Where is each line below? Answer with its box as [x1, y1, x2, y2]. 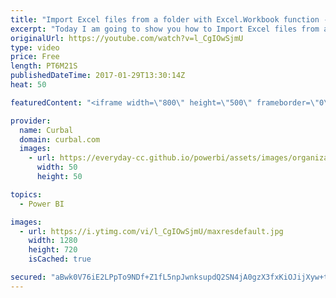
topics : [10, 189, 43, 200]
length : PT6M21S [10, 61, 78, 71]
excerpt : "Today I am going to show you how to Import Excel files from [10, 24, 320, 34]
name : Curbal [19, 125, 74, 135]
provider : [10, 116, 52, 126]
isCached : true [28, 254, 92, 265]
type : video [10, 42, 60, 53]
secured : [10, 272, 47, 282]
